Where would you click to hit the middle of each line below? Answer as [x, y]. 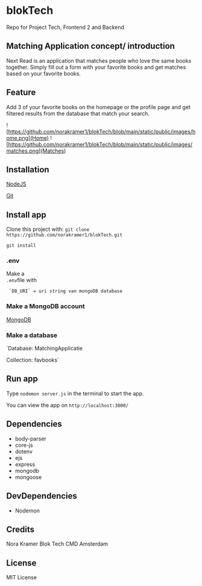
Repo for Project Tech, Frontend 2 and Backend [65, 27]
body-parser [30, 438]
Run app [22, 379]
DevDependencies [42, 496]
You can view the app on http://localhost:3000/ [67, 405]
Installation [28, 169]
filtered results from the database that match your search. [78, 113]
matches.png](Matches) [36, 151]
